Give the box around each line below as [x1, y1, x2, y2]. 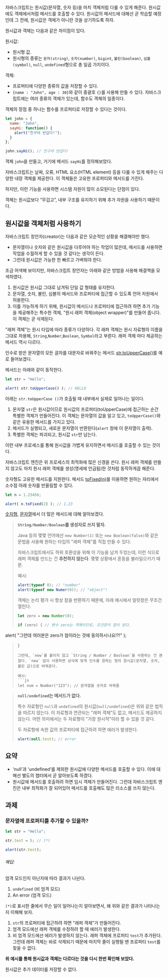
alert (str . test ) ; [5, 847, 42, 852]
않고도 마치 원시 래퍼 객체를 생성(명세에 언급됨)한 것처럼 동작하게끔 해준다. [10, 465, 155, 471]
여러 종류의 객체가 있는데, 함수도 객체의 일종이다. [30, 96, 125, 102]
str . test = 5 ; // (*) [5, 838, 51, 843]
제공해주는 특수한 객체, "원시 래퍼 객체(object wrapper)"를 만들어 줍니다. [18, 309, 161, 315]
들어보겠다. [10, 356, 33, 362]
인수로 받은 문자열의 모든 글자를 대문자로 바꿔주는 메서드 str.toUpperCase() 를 [5, 349, 157, 356]
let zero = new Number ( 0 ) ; [17, 613, 74, 618]
